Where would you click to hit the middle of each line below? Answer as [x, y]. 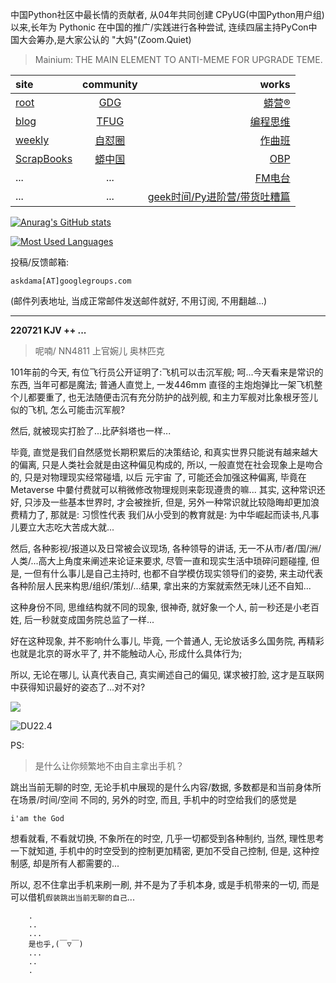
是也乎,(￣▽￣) [56, 944]
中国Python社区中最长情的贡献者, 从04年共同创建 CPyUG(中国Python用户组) [167, 14]
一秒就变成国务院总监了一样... [93, 619]
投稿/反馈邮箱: [40, 262]
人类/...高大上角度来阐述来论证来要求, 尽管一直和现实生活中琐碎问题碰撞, [159, 561]
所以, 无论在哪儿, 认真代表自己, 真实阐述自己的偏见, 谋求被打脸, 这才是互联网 [167, 674]
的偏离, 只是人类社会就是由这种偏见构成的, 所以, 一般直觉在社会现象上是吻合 [166, 464]
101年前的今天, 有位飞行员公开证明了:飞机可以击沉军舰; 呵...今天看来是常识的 [167, 372]
